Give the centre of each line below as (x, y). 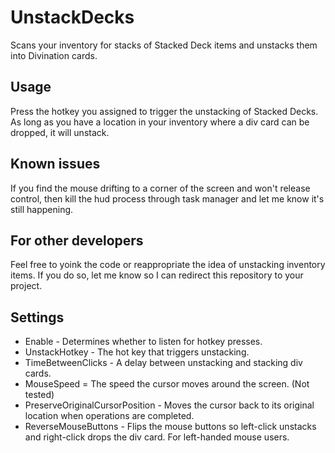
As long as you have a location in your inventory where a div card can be (160, 122)
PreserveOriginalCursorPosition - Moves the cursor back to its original (169, 405)
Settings (37, 317)
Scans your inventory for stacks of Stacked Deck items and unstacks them (164, 45)
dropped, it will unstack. (60, 132)
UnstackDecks (72, 17)
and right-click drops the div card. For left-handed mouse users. (157, 437)
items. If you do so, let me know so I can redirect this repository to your (157, 275)
